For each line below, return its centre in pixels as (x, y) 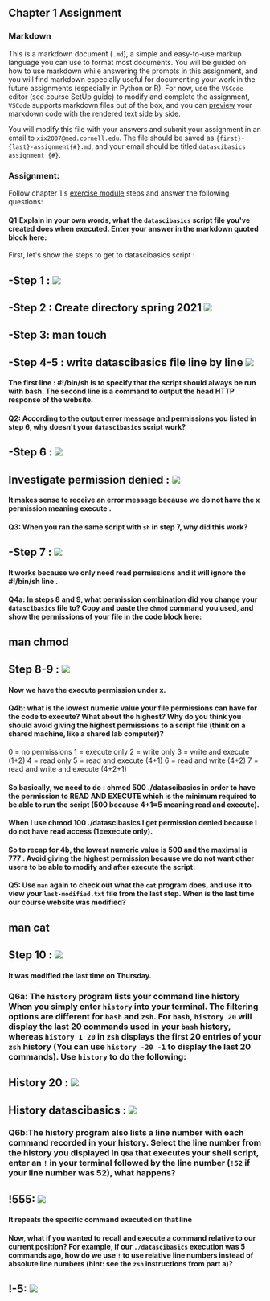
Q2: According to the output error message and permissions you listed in (133, 418)
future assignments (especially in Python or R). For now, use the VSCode (126, 88)
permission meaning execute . (60, 508)
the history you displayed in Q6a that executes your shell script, (134, 1153)
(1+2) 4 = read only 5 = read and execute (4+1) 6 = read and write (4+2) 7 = (133, 760)
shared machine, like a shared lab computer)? (86, 734)
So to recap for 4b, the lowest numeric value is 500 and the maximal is (128, 850)
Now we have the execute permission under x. (87, 690)
